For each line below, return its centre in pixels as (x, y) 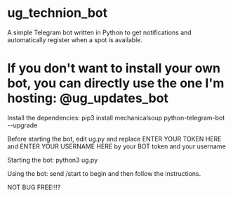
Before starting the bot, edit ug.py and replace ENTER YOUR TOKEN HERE (115, 139)
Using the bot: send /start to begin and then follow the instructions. (104, 173)
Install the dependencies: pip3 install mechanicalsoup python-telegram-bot (116, 117)
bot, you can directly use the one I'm (116, 83)
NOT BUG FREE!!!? (34, 187)
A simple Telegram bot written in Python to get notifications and (99, 32)
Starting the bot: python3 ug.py (53, 160)
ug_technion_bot (57, 13)
